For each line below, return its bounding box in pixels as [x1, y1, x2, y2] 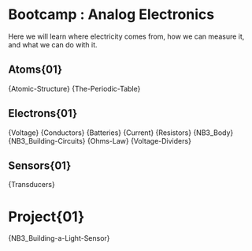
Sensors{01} [8, 159, 72, 172]
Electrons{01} [8, 107, 78, 120]
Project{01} [8, 208, 85, 226]
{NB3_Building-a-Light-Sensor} [8, 234, 110, 243]
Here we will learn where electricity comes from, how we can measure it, [8, 32, 245, 41]
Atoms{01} [8, 63, 63, 77]
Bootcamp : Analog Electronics [8, 6, 215, 24]
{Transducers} [8, 180, 55, 189]
